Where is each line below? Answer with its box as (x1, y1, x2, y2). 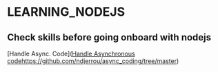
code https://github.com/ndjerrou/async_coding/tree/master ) (7, 57, 179, 65)
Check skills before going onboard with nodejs (7, 32, 212, 43)
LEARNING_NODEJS (7, 4, 126, 20)
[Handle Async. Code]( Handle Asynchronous (7, 49, 136, 58)
